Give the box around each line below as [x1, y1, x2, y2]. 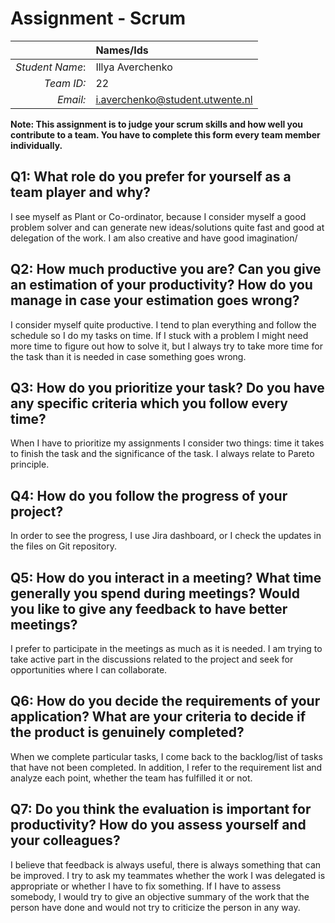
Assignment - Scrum [10, 7, 187, 30]
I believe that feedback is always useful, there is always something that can [10, 858, 322, 871]
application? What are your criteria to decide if [10, 708, 307, 726]
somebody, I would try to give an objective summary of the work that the [10, 890, 310, 902]
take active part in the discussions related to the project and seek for [10, 653, 294, 665]
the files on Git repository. [10, 540, 117, 552]
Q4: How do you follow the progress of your [10, 487, 288, 504]
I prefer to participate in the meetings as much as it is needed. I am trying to [10, 643, 323, 654]
